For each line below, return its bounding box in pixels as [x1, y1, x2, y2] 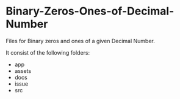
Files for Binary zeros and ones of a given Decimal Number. [5, 37, 155, 44]
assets [14, 67, 32, 74]
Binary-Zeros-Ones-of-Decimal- [5, 4, 175, 18]
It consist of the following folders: [5, 49, 90, 56]
